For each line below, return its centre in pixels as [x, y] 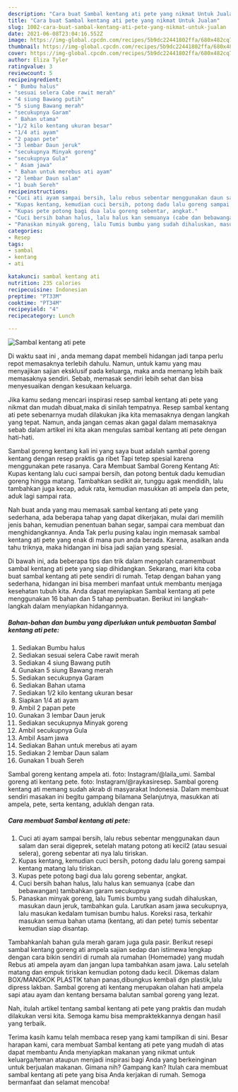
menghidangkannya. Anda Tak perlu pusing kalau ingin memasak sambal [114, 532]
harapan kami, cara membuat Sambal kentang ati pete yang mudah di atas [116, 1045]
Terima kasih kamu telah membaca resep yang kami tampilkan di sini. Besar [118, 1037]
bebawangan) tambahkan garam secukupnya [84, 890]
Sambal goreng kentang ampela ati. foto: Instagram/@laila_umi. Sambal [112, 774]
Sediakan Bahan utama [52, 685]
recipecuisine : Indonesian [48, 290]
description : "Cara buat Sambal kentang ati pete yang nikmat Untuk [111, 14]
